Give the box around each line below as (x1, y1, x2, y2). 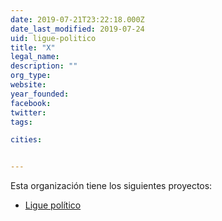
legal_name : (10, 52, 60, 62)
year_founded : (10, 89, 70, 99)
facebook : (10, 98, 52, 108)
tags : (10, 117, 33, 127)
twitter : (10, 107, 47, 118)
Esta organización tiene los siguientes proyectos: (10, 180, 213, 192)
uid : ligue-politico (10, 33, 97, 43)
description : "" (10, 61, 78, 71)
